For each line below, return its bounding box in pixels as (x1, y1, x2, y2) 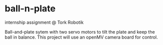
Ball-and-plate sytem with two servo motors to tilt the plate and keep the (5, 29, 155, 35)
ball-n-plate (5, 3, 56, 14)
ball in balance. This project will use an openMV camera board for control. (5, 34, 158, 40)
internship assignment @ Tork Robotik (5, 19, 84, 25)
